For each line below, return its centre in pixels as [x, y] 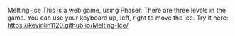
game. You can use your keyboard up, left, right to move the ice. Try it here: [118, 18]
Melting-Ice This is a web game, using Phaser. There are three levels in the [116, 10]
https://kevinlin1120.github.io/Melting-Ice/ [68, 25]
